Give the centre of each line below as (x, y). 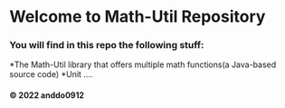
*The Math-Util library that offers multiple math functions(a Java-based (143, 64)
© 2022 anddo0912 (47, 95)
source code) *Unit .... (51, 74)
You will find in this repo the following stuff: (107, 45)
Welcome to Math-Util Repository (138, 17)
